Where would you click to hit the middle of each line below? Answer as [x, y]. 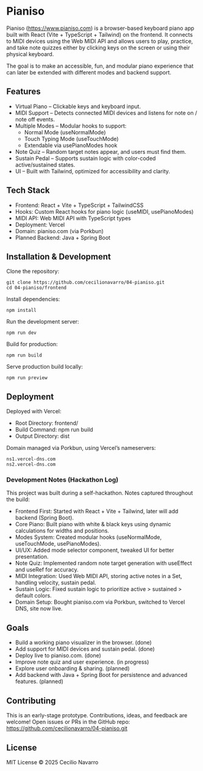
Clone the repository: [33, 271]
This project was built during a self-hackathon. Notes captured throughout [100, 493]
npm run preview [27, 378]
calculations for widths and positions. [62, 531]
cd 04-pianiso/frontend [37, 288]
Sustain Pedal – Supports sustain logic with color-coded [85, 158]
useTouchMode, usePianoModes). [58, 544]
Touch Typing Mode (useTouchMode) [71, 139]
